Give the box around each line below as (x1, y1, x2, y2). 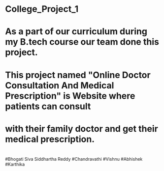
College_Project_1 (5, 3, 79, 15)
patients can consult (5, 101, 91, 112)
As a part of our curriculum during (5, 26, 148, 37)
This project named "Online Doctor (5, 69, 151, 81)
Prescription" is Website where (5, 90, 135, 101)
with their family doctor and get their (5, 123, 159, 134)
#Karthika (5, 161, 25, 167)
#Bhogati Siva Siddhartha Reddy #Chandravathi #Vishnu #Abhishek (5, 156, 143, 162)
